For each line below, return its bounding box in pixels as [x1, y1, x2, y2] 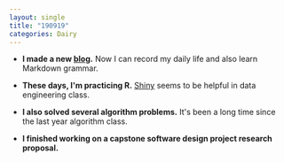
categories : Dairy [9, 29, 77, 38]
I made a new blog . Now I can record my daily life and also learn [21, 54, 258, 65]
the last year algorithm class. [21, 116, 129, 127]
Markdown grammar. [21, 63, 99, 73]
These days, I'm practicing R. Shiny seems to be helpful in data [21, 81, 256, 91]
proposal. [21, 143, 59, 153]
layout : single [9, 12, 66, 22]
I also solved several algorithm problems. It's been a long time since [21, 107, 276, 118]
